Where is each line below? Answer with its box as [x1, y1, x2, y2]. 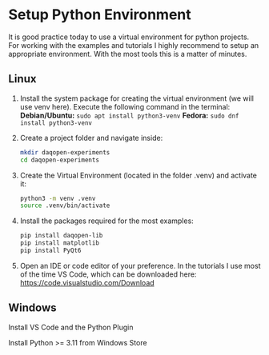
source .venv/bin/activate [19, 201, 110, 209]
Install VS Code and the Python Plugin [8, 322, 134, 332]
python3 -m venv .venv [19, 194, 96, 202]
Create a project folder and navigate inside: [19, 133, 163, 142]
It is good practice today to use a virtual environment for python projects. [8, 32, 250, 42]
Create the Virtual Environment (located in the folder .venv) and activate [19, 170, 258, 180]
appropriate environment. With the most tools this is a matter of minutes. [8, 49, 247, 58]
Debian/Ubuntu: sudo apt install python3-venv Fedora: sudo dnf [19, 110, 239, 120]
